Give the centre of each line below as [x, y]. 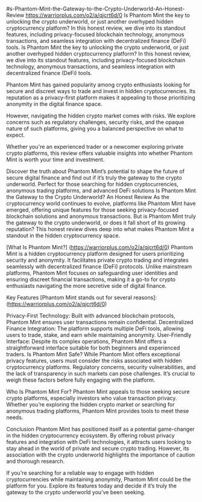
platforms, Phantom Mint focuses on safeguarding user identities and [92, 273]
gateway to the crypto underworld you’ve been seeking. [76, 492]
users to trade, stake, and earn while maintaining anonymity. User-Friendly [99, 335]
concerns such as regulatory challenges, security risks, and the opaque [95, 122]
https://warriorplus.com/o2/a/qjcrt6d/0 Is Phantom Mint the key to [108, 15]
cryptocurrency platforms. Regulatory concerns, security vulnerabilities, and [101, 367]
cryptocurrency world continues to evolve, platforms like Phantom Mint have [101, 203]
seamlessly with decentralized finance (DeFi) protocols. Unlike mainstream [99, 266]
